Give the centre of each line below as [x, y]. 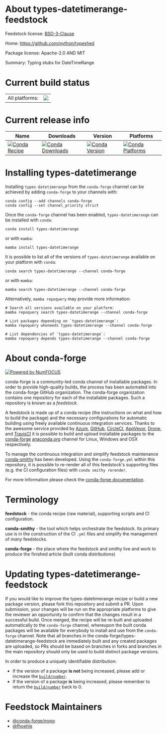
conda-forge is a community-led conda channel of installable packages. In [81, 381]
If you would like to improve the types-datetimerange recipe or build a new [82, 598]
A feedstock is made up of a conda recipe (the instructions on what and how [83, 412]
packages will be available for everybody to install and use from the [74, 630]
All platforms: [23, 98]
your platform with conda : [31, 262]
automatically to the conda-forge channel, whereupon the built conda [76, 625]
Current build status [47, 83]
